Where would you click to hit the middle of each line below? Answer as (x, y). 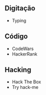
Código (16, 37)
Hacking (18, 70)
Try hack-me (25, 87)
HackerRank (24, 54)
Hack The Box (26, 82)
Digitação (20, 8)
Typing (19, 20)
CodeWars (23, 49)
